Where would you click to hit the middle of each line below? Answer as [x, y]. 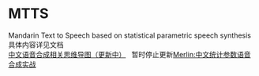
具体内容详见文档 [36, 45]
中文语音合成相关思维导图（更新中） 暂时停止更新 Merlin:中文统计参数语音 [129, 54]
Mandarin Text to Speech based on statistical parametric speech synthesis [129, 35]
